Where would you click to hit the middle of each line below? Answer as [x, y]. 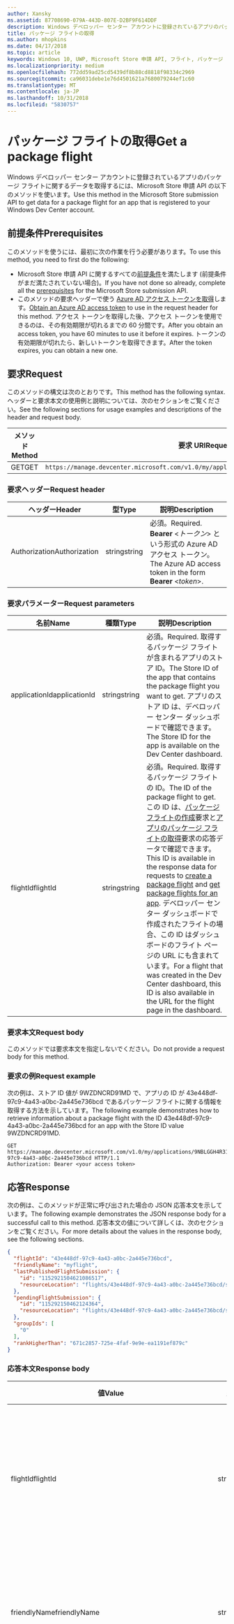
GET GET [25, 467]
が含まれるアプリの [178, 658]
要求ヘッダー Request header [56, 490]
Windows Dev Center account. [51, 210]
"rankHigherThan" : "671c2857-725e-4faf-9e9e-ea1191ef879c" [101, 1343]
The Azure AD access [185, 563]
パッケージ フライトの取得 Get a [97, 142]
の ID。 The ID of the [179, 788]
